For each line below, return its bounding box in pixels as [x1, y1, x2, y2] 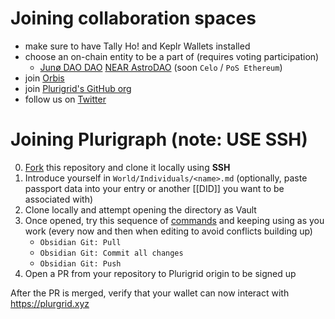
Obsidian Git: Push [39, 258, 122, 269]
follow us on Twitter [24, 93, 107, 105]
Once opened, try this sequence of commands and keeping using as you [24, 214, 325, 226]
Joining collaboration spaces [10, 7, 257, 30]
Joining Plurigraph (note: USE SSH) [10, 128, 308, 151]
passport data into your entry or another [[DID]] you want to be [24, 182, 285, 194]
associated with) [24, 193, 94, 205]
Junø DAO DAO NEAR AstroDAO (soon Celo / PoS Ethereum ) [39, 61, 283, 73]
